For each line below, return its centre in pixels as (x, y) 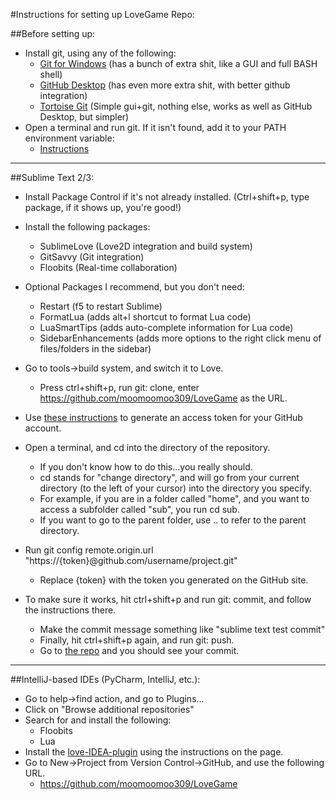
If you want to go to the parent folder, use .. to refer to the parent (173, 520)
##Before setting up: (53, 33)
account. (43, 428)
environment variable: (69, 138)
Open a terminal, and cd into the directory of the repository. (147, 447)
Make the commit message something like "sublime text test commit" (182, 629)
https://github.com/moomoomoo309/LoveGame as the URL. (163, 398)
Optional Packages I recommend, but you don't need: (134, 287)
